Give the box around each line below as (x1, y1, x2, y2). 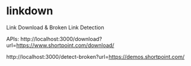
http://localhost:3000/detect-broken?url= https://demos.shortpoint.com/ (6, 53, 185, 60)
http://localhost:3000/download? (20, 35, 102, 42)
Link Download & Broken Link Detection (6, 24, 104, 31)
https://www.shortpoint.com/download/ (16, 42, 114, 49)
